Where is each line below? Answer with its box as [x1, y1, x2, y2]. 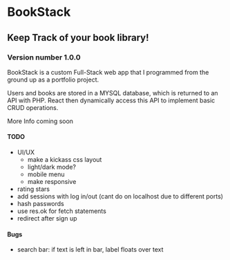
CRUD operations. [7, 103, 59, 111]
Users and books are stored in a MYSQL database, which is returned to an [7, 89, 219, 97]
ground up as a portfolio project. [7, 75, 99, 84]
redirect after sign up [17, 214, 77, 223]
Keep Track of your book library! [7, 32, 150, 44]
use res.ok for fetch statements [17, 207, 107, 215]
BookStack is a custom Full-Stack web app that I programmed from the [7, 68, 209, 76]
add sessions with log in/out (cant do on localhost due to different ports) [17, 192, 223, 201]
